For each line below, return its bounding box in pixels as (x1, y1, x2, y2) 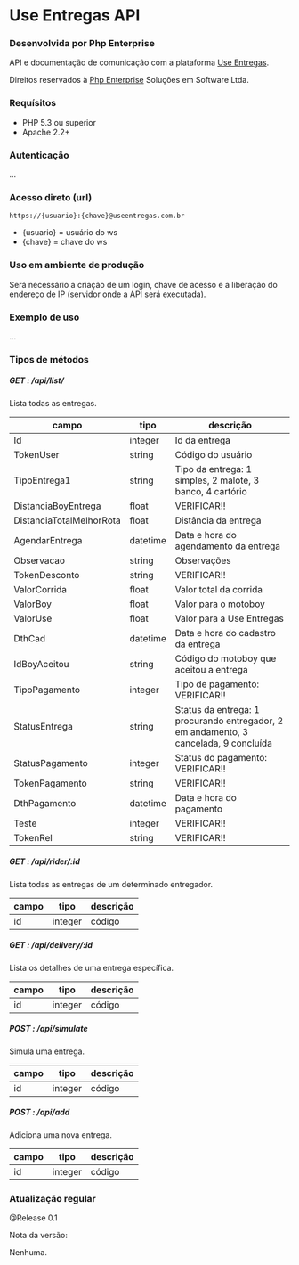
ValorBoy (13, 598, 52, 610)
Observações (174, 554, 231, 567)
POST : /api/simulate (9, 1024, 88, 1034)
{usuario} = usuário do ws (21, 227, 118, 238)
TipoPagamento (13, 683, 81, 696)
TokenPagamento (13, 777, 87, 789)
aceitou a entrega (174, 663, 248, 675)
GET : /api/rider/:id (9, 856, 80, 867)
